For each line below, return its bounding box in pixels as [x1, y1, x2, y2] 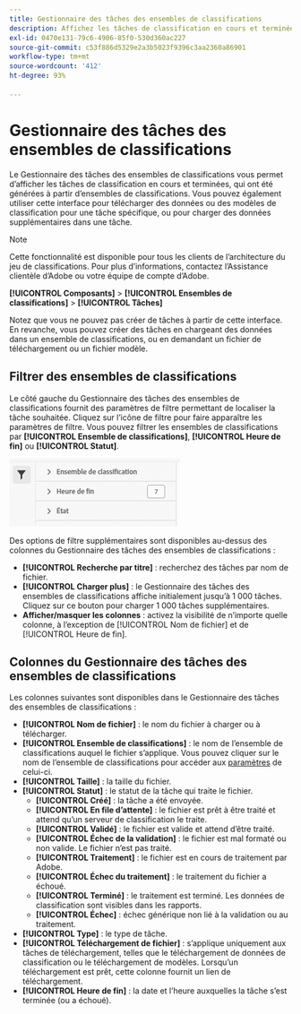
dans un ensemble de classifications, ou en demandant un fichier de [9, 333, 262, 344]
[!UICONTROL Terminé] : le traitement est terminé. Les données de [35, 890, 285, 901]
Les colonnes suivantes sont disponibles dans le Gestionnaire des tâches [9, 692, 279, 703]
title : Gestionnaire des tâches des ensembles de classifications [9, 14, 262, 23]
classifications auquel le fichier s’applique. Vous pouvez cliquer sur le [21, 748, 279, 759]
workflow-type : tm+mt [9, 52, 90, 62]
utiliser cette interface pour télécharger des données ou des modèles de [9, 197, 277, 208]
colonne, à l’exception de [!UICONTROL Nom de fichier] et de [21, 619, 249, 630]
